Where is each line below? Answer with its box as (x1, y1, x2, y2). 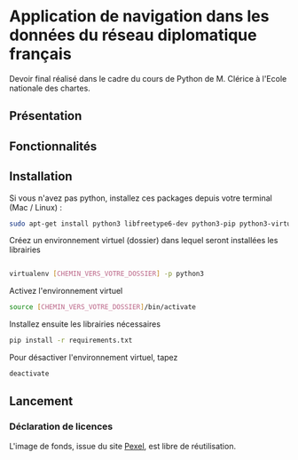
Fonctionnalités (9, 139, 98, 154)
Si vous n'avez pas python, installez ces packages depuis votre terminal (9, 193, 272, 203)
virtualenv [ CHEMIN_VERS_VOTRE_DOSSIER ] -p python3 (9, 269, 204, 279)
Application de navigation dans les (9, 6, 270, 27)
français (9, 44, 73, 64)
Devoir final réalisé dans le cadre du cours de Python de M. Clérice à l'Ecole (9, 73, 287, 83)
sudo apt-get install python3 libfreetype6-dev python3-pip (9, 219, 237, 228)
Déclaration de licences (9, 420, 114, 432)
